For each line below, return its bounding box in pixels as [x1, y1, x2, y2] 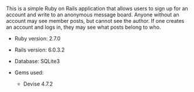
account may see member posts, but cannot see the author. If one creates [6, 18, 185, 24]
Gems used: [14, 69, 44, 76]
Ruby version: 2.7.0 [14, 35, 61, 42]
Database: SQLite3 [14, 58, 60, 64]
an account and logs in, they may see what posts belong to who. [6, 23, 161, 30]
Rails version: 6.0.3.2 [14, 46, 65, 53]
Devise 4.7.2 [23, 80, 53, 87]
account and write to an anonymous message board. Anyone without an [6, 11, 179, 18]
